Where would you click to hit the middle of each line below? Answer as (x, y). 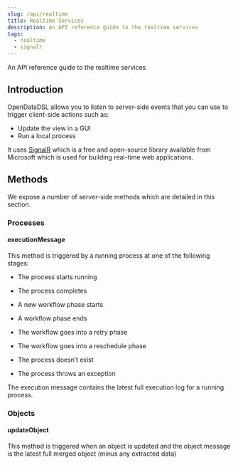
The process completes (52, 291)
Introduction (36, 90)
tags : (15, 34)
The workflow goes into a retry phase (72, 332)
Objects (21, 413)
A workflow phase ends (52, 318)
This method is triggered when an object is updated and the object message (119, 446)
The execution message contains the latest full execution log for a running (116, 387)
